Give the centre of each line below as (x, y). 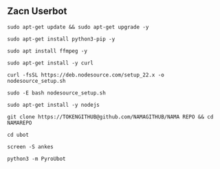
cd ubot (18, 135)
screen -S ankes (30, 146)
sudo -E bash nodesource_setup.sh (57, 93)
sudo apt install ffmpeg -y (47, 51)
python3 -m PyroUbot (37, 159)
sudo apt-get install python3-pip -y (61, 39)
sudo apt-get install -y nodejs (53, 105)
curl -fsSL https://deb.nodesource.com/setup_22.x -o (86, 75)
